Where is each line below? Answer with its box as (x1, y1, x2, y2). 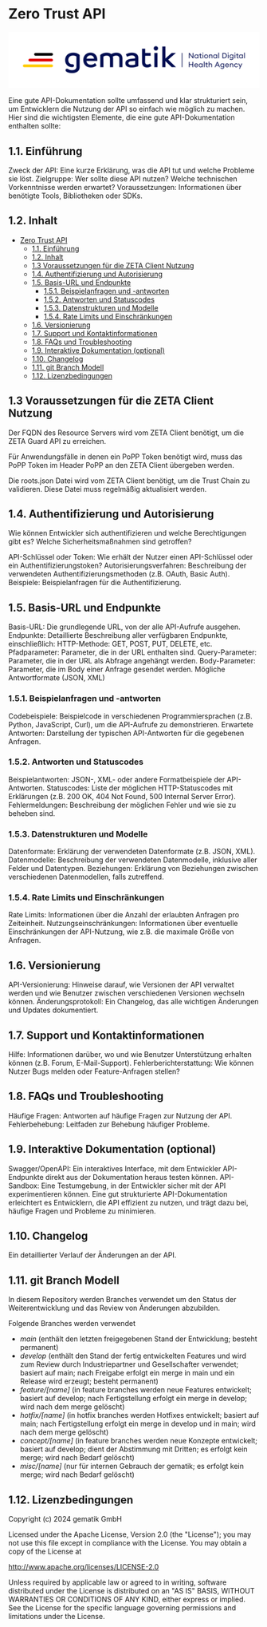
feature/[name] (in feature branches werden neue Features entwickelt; (19, 1385, 253, 1395)
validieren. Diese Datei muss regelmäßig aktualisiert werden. (8, 484, 207, 493)
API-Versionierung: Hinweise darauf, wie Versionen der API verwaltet (8, 980, 234, 990)
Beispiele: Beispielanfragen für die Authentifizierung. (8, 578, 182, 588)
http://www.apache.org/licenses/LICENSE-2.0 (8, 1562, 159, 1572)
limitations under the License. (8, 1612, 105, 1621)
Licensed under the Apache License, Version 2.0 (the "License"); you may (8, 1530, 252, 1539)
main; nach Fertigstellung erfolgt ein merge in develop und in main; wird (19, 1419, 257, 1429)
